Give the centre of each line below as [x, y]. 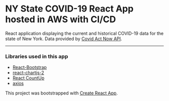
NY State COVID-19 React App [69, 9]
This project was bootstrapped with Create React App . [62, 93]
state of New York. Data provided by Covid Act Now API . [64, 39]
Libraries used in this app [37, 56]
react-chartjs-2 [28, 73]
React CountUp [28, 78]
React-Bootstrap [29, 67]
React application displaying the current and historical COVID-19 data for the [84, 33]
